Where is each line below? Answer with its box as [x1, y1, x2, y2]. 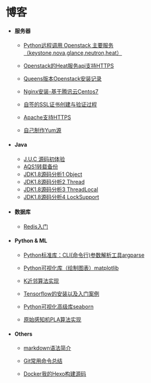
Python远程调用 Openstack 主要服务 [23, 42, 114, 49]
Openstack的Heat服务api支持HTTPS [23, 62, 114, 70]
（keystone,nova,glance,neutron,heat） [23, 49, 122, 56]
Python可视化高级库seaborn [23, 303, 94, 310]
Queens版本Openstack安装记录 [23, 75, 102, 83]
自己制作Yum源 [23, 127, 62, 134]
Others [14, 330, 33, 337]
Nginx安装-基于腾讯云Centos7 [23, 88, 99, 95]
